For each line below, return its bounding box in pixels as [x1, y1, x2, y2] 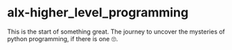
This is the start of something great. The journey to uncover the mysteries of [7, 27, 225, 36]
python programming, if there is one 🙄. [7, 34, 118, 42]
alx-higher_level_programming [7, 5, 189, 21]
